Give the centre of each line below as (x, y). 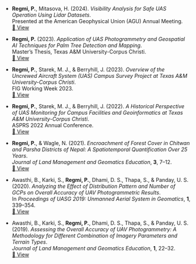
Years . (20, 156)
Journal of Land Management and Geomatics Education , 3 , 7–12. (92, 162)
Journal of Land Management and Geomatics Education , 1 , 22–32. (94, 248)
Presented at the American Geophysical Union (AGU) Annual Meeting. (97, 21)
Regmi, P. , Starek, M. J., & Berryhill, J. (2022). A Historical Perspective (98, 106)
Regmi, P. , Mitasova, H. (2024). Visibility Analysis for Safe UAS (89, 9)
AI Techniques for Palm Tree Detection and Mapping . (77, 45)
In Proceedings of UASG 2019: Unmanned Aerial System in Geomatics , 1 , (101, 199)
